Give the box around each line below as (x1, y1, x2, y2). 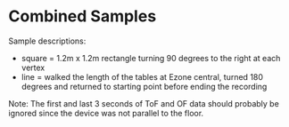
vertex (21, 62, 45, 73)
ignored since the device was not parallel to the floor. (8, 107, 204, 118)
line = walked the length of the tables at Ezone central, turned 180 (21, 71, 264, 82)
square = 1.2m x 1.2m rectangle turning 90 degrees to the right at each (21, 52, 281, 63)
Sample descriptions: (8, 36, 87, 46)
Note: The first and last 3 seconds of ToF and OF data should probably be (8, 98, 280, 108)
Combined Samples (8, 6, 157, 27)
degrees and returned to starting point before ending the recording (21, 81, 268, 91)
